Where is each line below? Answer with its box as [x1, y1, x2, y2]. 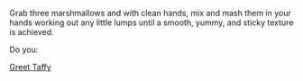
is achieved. [9, 27, 54, 37]
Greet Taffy [9, 62, 51, 72]
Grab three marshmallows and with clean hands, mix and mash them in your [9, 8, 291, 18]
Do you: [9, 44, 39, 55]
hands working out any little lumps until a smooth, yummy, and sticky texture [9, 17, 294, 28]
